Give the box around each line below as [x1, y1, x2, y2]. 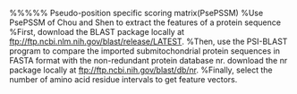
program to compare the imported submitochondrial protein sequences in [9, 46, 280, 56]
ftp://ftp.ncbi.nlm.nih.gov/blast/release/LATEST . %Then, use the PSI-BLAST [9, 36, 288, 47]
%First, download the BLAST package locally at [9, 27, 185, 37]
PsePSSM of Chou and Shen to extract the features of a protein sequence [9, 17, 282, 28]
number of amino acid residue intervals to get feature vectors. [9, 74, 238, 84]
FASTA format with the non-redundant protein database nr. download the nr [9, 56, 288, 65]
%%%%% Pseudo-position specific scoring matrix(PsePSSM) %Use [9, 8, 264, 18]
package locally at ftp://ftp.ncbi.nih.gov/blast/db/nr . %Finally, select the [9, 64, 273, 75]
